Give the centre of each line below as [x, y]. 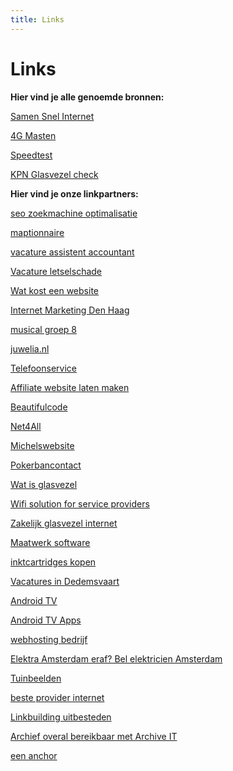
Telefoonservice [43, 368]
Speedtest [31, 155]
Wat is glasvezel [44, 484]
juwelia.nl [30, 348]
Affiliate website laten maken [70, 387]
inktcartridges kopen [53, 562]
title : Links [37, 19]
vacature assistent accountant [72, 252]
